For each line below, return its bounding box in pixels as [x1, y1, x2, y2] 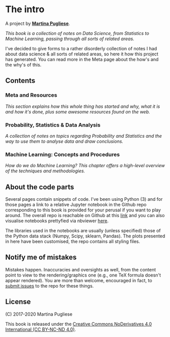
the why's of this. [5, 62, 42, 68]
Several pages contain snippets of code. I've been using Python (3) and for [5, 196, 163, 202]
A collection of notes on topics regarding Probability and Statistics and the [5, 133, 162, 139]
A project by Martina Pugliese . [5, 20, 70, 26]
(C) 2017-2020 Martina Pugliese [5, 311, 73, 317]
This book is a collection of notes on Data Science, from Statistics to [5, 30, 149, 36]
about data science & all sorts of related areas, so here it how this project [5, 51, 159, 57]
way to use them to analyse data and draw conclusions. [5, 138, 124, 144]
